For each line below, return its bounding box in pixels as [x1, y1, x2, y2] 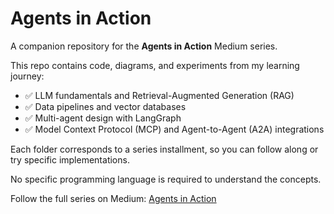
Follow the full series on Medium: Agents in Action [10, 192, 217, 204]
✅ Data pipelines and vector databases [24, 100, 187, 112]
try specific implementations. [10, 153, 130, 166]
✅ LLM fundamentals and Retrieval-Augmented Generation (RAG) [24, 89, 295, 101]
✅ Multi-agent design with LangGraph [24, 112, 182, 124]
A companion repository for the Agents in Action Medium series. [10, 40, 278, 52]
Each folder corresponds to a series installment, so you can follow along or [10, 143, 319, 155]
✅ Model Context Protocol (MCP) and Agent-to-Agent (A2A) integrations [24, 123, 325, 135]
